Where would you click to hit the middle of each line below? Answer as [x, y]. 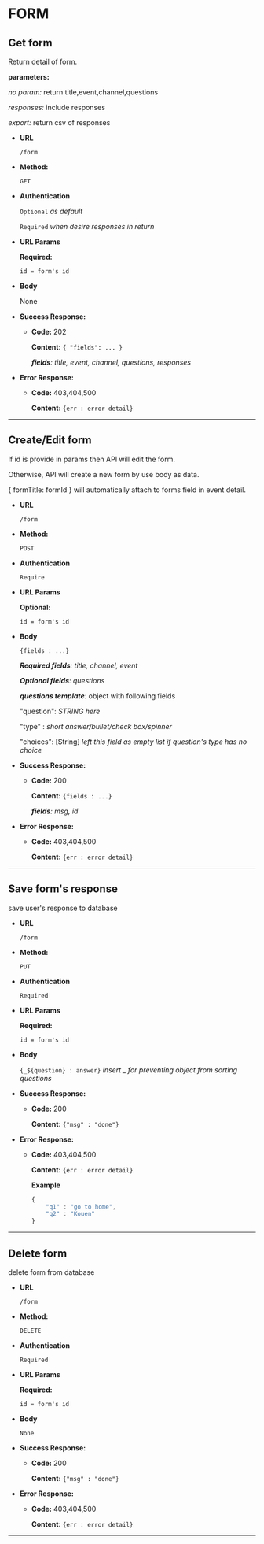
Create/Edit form [50, 441]
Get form [30, 43]
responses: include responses [57, 107]
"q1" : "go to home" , [81, 1207]
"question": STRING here [60, 711]
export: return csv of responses [59, 122]
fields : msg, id [55, 811]
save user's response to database [63, 908]
